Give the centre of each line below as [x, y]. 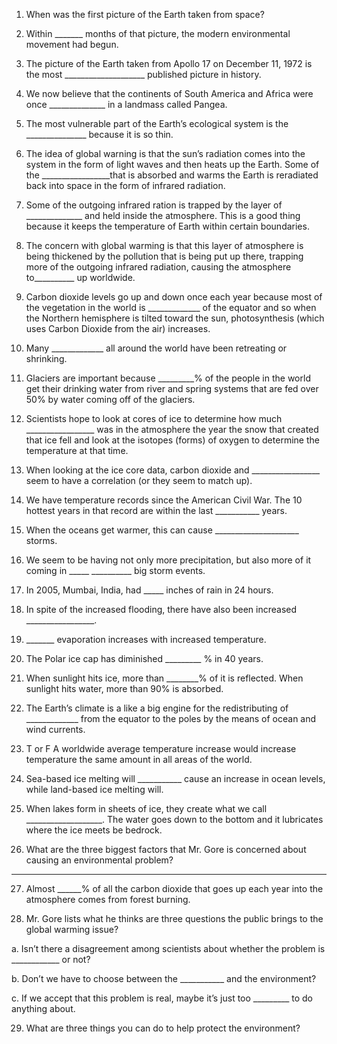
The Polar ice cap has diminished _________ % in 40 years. [144, 658]
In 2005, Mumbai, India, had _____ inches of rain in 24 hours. [149, 590]
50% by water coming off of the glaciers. [110, 399]
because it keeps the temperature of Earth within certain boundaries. [167, 226]
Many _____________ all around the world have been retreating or [156, 348]
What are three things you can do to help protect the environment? [163, 1028]
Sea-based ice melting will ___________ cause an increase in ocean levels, [175, 778]
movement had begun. [72, 44]
